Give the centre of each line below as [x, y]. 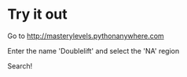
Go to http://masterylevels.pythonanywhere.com [86, 36]
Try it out [37, 14]
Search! [20, 66]
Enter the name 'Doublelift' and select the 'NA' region [93, 51]
